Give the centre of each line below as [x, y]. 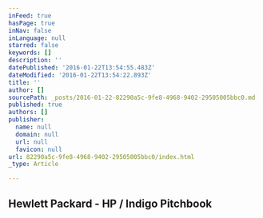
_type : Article [34, 164]
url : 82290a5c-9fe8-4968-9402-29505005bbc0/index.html [102, 157]
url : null [32, 142]
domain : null [37, 134]
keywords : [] [30, 53]
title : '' [25, 82]
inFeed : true [30, 16]
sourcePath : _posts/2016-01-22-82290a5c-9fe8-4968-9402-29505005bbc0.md [132, 97]
